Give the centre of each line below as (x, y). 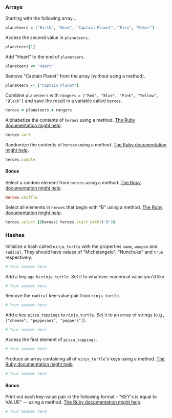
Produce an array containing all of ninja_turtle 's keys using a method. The (85, 359)
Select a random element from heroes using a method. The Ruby (73, 182)
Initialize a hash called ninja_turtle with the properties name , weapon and (81, 246)
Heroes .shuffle (21, 197)
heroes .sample (20, 159)
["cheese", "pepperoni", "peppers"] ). (46, 320)
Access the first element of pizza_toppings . (51, 339)
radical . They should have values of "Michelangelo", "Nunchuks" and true (84, 252)
